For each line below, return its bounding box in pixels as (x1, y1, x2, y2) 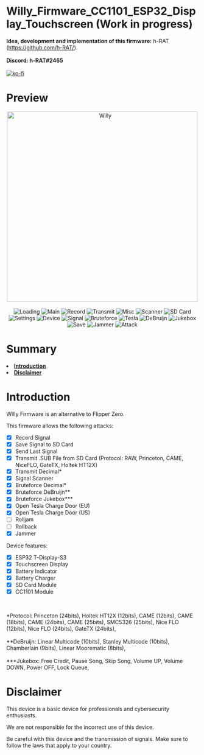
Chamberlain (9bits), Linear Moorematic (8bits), (6, 644, 126, 651)
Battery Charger (15, 574, 56, 581)
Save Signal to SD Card (15, 440, 74, 448)
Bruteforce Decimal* (15, 482, 67, 489)
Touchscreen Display (15, 560, 69, 567)
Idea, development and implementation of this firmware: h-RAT (6, 37, 169, 44)
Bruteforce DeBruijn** (15, 488, 71, 496)
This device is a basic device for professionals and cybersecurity (6, 705, 169, 712)
